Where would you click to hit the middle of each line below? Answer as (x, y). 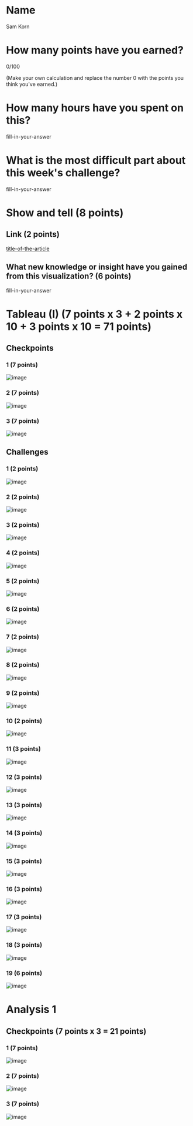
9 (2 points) (23, 693)
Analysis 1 (31, 1009)
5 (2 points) (23, 581)
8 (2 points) (23, 665)
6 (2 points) (23, 609)
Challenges (27, 452)
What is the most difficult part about (96, 160)
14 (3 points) (24, 833)
